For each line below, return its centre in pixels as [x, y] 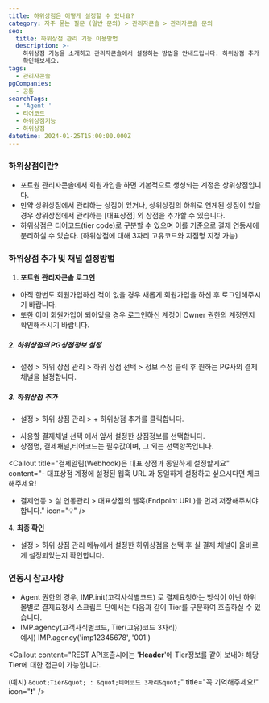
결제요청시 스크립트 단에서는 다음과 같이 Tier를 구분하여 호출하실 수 [147, 608]
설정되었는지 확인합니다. [66, 555]
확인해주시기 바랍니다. [55, 325]
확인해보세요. [41, 61]
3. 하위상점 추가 [33, 397]
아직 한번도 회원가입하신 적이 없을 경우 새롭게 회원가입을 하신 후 [120, 295]
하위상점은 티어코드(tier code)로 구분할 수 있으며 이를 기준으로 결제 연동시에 [139, 225]
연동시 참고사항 [36, 579]
